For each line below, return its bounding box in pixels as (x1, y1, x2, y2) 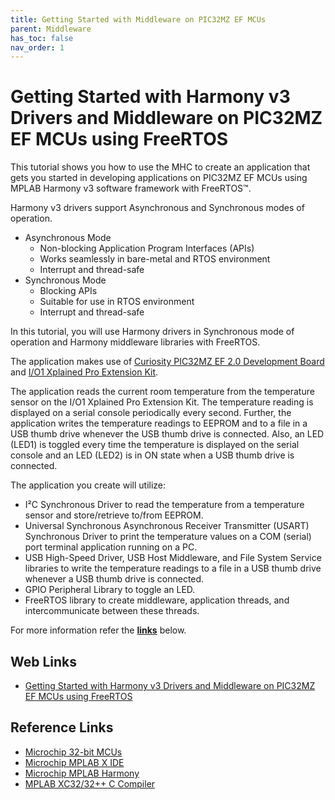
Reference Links (10, 719, 114, 736)
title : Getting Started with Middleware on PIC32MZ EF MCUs (10, 14, 267, 25)
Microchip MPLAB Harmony (24, 767, 140, 779)
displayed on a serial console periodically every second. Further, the (10, 407, 292, 419)
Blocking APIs (39, 285, 98, 297)
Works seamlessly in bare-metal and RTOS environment (39, 253, 271, 265)
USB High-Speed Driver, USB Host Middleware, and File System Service (24, 552, 322, 564)
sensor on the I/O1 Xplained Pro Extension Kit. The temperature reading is (10, 396, 314, 408)
